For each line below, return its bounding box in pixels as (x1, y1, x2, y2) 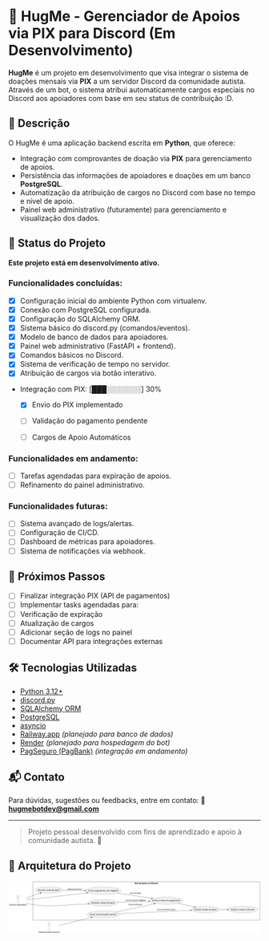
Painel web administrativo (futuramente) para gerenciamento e (19, 205, 227, 214)
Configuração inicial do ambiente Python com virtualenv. (19, 296, 207, 306)
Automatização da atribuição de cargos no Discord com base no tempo (19, 188, 256, 197)
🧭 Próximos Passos (8, 570, 106, 583)
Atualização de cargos (19, 618, 94, 628)
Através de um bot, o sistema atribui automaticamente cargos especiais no (8, 84, 255, 95)
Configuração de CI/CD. (19, 528, 100, 537)
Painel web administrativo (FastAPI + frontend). (19, 341, 176, 351)
